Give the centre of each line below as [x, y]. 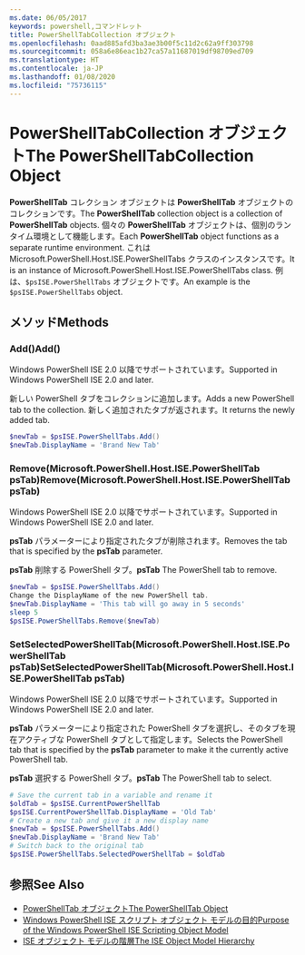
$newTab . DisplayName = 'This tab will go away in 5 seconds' [128, 605]
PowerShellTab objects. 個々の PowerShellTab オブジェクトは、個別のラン [151, 224]
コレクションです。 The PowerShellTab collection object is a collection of [146, 213]
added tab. [30, 420]
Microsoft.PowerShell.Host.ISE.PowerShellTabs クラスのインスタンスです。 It [152, 259]
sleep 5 [24, 612]
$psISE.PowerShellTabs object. [66, 291]
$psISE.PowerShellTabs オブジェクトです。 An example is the [138, 281]
